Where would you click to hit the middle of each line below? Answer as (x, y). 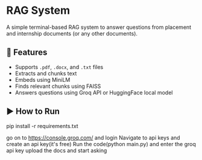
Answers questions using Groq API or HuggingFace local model (94, 92)
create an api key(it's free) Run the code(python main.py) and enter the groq (101, 144)
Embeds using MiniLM (43, 79)
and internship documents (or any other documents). (72, 33)
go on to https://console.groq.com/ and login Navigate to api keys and (93, 137)
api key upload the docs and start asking (57, 150)
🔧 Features (27, 53)
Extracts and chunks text (46, 73)
